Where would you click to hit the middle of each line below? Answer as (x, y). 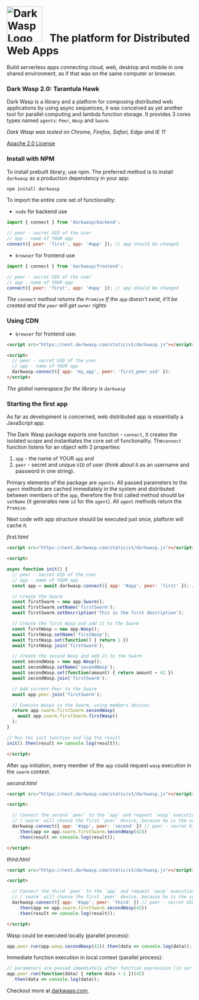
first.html (18, 537)
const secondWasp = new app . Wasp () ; (57, 662)
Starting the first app (37, 404)
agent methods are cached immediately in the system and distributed (91, 489)
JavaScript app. (26, 423)
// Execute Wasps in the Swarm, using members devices (81, 705)
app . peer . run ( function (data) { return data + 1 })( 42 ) (76, 974)
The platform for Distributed (120, 38)
